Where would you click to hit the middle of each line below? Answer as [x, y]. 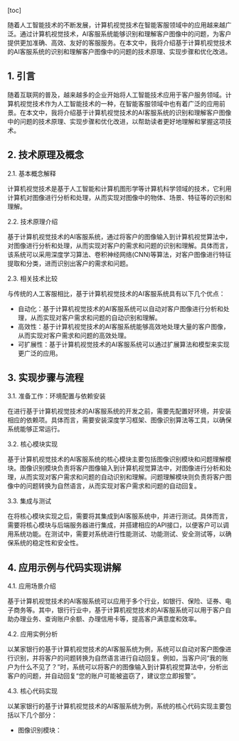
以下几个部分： [35, 715]
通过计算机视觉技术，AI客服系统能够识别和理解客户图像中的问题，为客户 [126, 34]
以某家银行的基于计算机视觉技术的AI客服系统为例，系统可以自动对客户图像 [116, 649]
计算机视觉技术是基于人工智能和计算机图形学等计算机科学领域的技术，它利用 [119, 189]
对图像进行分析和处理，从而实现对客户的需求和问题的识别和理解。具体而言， [119, 246]
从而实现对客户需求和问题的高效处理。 [74, 335]
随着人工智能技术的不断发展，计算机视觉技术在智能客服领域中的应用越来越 [116, 25]
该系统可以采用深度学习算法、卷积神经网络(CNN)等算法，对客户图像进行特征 [119, 254]
